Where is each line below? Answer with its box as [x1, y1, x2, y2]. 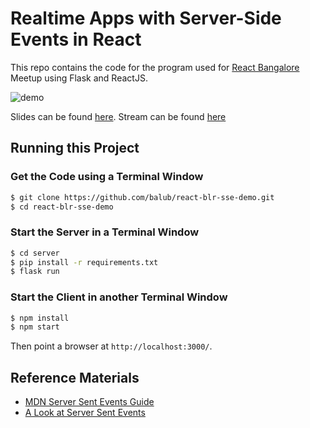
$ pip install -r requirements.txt [10, 257, 159, 267]
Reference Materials [10, 369, 140, 386]
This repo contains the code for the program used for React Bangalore [10, 61, 300, 73]
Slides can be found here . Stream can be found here [10, 110, 227, 122]
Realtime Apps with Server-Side [10, 7, 282, 30]
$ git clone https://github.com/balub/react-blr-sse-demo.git [10, 192, 275, 202]
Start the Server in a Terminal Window [10, 225, 200, 239]
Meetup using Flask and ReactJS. [10, 72, 148, 84]
